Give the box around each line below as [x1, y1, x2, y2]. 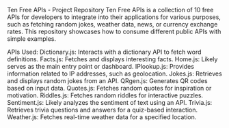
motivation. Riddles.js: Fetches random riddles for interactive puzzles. [7, 91, 204, 99]
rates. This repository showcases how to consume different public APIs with [7, 27, 221, 35]
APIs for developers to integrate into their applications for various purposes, [7, 13, 221, 21]
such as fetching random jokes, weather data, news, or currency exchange [7, 20, 218, 28]
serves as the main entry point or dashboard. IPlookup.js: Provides [7, 63, 195, 70]
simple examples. [7, 35, 57, 43]
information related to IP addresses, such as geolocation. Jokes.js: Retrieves [7, 69, 222, 78]
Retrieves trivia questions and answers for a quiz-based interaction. [7, 106, 198, 114]
